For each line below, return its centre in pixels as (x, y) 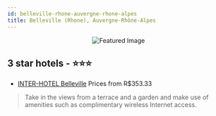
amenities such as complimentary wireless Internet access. (111, 105)
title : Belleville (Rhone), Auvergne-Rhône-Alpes (82, 20)
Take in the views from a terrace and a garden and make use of (117, 97)
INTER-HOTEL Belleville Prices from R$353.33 (85, 84)
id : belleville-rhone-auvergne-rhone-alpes (72, 14)
